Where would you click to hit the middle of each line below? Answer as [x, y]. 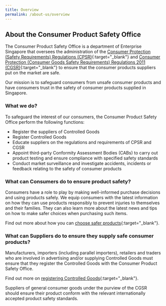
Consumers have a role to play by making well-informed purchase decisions [83, 192]
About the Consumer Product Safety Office [73, 35]
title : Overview [22, 10]
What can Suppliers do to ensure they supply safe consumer [80, 235]
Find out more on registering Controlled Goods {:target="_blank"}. [72, 278]
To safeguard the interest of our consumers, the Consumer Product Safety [81, 117]
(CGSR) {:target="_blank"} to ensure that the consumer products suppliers [81, 68]
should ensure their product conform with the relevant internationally [75, 293]
